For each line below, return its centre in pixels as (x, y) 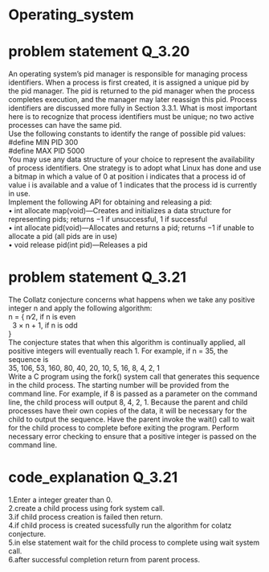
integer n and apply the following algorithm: (80, 308)
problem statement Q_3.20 (99, 52)
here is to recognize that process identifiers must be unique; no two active (131, 117)
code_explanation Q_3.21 (93, 477)
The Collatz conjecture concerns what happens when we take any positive (132, 300)
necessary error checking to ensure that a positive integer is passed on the (132, 437)
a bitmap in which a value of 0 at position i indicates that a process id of (127, 177)
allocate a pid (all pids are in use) (63, 237)
